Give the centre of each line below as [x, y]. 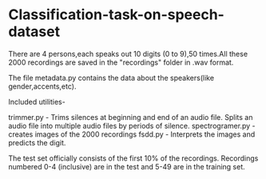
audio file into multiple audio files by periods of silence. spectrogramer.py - [132, 125]
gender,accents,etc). [42, 86]
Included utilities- [37, 101]
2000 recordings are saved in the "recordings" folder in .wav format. [121, 62]
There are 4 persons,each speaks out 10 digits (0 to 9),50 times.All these [128, 54]
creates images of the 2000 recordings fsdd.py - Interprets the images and [132, 134]
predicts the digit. [37, 142]
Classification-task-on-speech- [117, 15]
